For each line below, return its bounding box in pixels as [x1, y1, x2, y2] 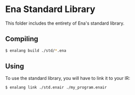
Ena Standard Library [5, 4, 96, 15]
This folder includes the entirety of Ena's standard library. [5, 20, 125, 26]
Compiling [5, 35, 39, 43]
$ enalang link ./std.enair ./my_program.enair [5, 85, 107, 90]
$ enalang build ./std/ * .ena [5, 48, 66, 53]
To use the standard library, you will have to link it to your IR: [5, 75, 130, 81]
